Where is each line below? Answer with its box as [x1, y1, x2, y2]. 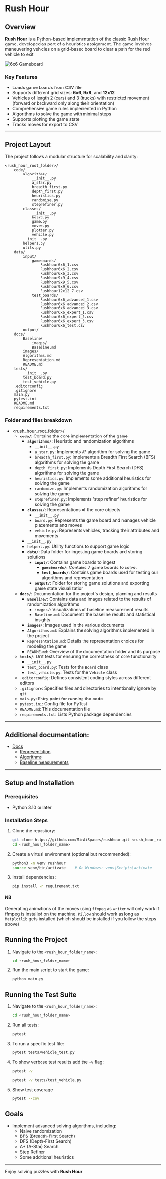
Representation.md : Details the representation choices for [27, 638, 144, 644]
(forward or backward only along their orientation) [12, 100, 115, 106]
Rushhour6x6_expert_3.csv [40, 319, 94, 324]
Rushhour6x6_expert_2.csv [40, 314, 94, 319]
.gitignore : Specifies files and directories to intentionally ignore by [19, 685, 157, 691]
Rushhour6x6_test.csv [40, 323, 85, 328]
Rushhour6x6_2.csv [40, 267, 79, 272]
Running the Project [5, 935, 68, 944]
